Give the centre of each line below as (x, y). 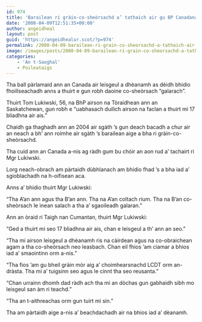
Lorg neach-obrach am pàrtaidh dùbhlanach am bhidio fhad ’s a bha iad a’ (98, 169)
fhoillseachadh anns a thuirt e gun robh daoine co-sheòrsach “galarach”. (96, 91)
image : (14, 51)
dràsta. (15, 272)
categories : (21, 56)
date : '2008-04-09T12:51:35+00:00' (51, 23)
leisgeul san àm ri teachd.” (39, 290)
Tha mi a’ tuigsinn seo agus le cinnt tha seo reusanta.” (92, 272)
